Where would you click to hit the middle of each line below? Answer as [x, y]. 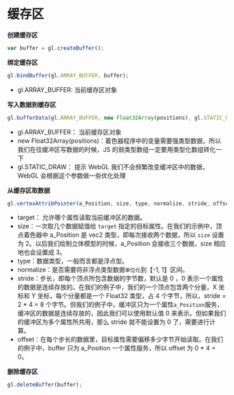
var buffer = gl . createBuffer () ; [56, 48]
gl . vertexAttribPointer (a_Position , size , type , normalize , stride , [109, 203]
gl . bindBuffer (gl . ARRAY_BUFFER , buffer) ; [68, 75]
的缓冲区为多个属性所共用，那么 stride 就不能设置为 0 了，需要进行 [113, 322]
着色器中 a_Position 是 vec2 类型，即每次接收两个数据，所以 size [117, 235]
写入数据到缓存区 [32, 104]
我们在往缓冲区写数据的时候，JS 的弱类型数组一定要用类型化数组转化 [116, 149]
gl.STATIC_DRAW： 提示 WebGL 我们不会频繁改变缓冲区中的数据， [113, 166]
